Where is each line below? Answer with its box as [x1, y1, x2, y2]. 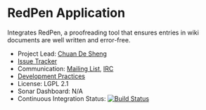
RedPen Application [7, 5, 125, 21]
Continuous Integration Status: [17, 94, 106, 103]
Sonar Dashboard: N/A [17, 87, 83, 95]
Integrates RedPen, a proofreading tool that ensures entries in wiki [7, 28, 199, 37]
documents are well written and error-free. [7, 35, 131, 44]
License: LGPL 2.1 [17, 79, 69, 87]
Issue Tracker [17, 56, 58, 65]
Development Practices [17, 72, 86, 80]
